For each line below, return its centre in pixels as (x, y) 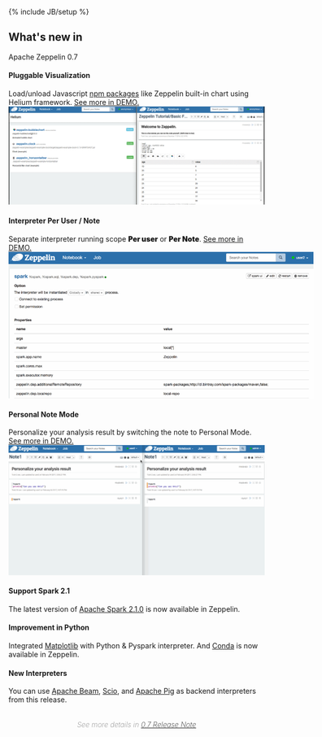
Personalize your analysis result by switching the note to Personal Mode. (130, 432)
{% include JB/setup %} (49, 12)
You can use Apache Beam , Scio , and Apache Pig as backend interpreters (132, 691)
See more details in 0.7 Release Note (137, 725)
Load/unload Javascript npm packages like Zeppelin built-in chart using (129, 94)
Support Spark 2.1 (39, 591)
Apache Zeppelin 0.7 (44, 57)
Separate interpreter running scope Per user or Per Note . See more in (126, 238)
